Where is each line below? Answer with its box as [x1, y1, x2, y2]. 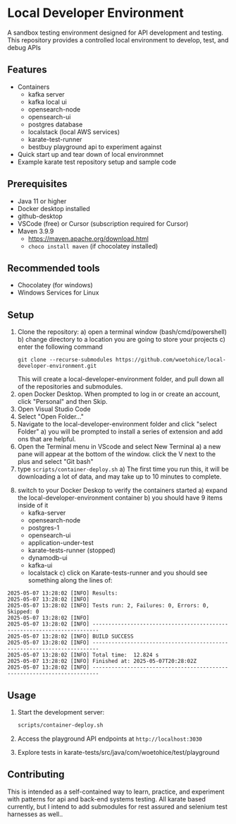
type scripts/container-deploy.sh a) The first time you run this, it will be [17, 465, 229, 474]
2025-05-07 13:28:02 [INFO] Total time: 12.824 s [7, 652, 159, 659]
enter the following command [17, 342, 104, 351]
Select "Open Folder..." [17, 412, 85, 421]
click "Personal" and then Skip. [17, 398, 108, 406]
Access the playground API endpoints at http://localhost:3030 [17, 734, 203, 743]
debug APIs [7, 43, 41, 52]
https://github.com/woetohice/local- [115, 357, 227, 364]
